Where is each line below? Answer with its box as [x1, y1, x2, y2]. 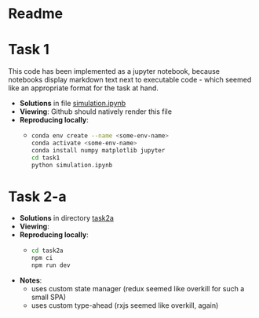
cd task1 [31, 154, 60, 162]
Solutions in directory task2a [19, 214, 114, 223]
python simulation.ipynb [31, 161, 113, 169]
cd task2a [31, 247, 64, 255]
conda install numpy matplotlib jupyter [31, 146, 166, 154]
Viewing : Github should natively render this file [19, 107, 173, 116]
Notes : [19, 276, 42, 285]
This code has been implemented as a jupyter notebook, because [8, 67, 220, 76]
